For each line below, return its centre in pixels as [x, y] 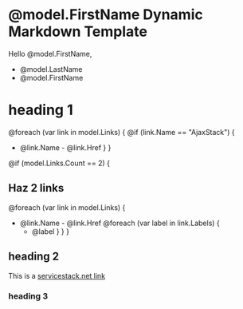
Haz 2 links [36, 188]
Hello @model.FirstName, [50, 53]
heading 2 [34, 257]
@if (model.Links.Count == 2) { [59, 163]
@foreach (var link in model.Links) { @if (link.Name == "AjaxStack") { [121, 132]
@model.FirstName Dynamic [106, 15]
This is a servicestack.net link [57, 275]
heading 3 [28, 296]
